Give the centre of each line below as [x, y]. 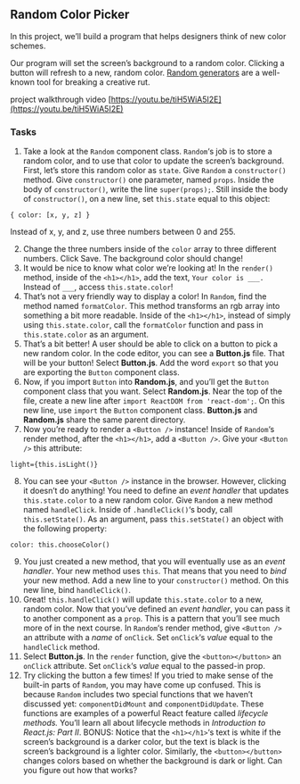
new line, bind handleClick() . [77, 590]
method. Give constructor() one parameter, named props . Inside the [148, 180]
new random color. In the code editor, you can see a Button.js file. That [154, 354]
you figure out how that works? [80, 771]
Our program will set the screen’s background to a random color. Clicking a [147, 63]
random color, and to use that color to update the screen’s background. [154, 161]
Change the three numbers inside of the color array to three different [150, 249]
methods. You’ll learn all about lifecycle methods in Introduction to [144, 723]
